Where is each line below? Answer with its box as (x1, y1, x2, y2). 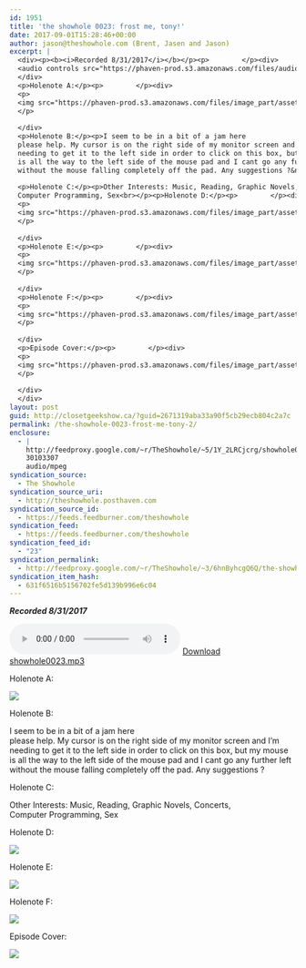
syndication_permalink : (9, 555, 100, 565)
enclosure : (9, 428, 51, 437)
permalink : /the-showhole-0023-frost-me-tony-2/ (9, 420, 198, 429)
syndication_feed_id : (9, 538, 92, 547)
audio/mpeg (25, 462, 67, 472)
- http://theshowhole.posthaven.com (17, 495, 157, 505)
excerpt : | (9, 47, 51, 56)
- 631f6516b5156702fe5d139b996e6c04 (17, 580, 157, 590)
